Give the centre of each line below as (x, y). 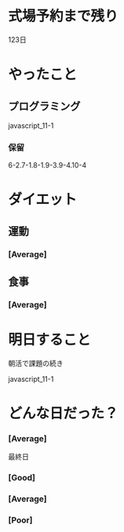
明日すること (50, 340)
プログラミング (44, 106)
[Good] (22, 477)
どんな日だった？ (64, 414)
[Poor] (20, 520)
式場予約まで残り (64, 16)
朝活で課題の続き (36, 363)
